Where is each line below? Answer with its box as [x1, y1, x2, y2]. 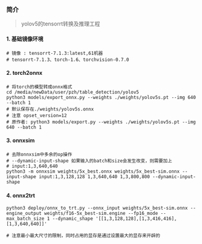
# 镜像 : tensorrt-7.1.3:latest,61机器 [6, 50, 103, 56]
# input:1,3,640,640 [6, 163, 59, 169]
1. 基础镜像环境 [6, 35, 44, 42]
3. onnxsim [6, 137, 35, 144]
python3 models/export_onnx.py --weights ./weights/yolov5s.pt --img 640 [6, 94, 197, 100]
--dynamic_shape [52, 216, 94, 222]
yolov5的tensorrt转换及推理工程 [21, 20, 100, 28]
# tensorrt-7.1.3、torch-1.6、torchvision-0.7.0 [6, 56, 129, 63]
